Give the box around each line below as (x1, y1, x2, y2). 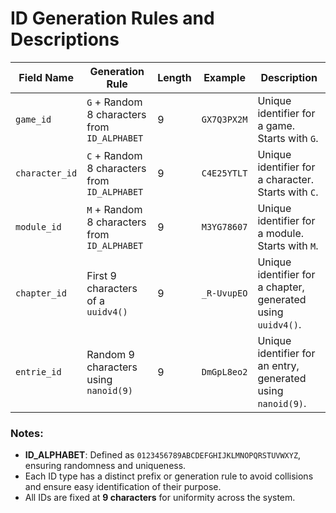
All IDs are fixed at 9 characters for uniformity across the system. (24, 492, 296, 504)
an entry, (257, 358, 300, 372)
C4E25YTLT (201, 167, 248, 179)
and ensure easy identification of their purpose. (24, 481, 222, 493)
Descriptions (10, 28, 120, 51)
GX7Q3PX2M (201, 113, 248, 125)
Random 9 (86, 347, 135, 361)
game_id (15, 113, 52, 125)
